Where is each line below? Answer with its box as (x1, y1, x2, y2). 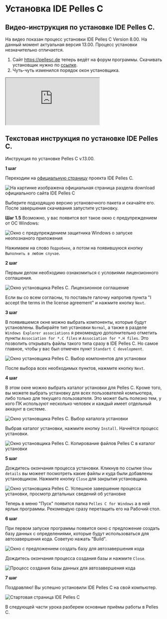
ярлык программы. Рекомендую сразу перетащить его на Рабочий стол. (5, 506, 161, 512)
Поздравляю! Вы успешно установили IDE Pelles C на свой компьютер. (5, 584, 157, 590)
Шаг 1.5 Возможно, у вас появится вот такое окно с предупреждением (5, 215, 157, 221)
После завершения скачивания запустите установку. (5, 205, 119, 211)
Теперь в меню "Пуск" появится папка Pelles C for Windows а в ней (5, 500, 150, 506)
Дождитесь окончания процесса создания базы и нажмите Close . (5, 555, 146, 561)
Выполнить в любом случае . (5, 250, 60, 256)
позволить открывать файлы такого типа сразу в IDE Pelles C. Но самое (5, 340, 159, 346)
